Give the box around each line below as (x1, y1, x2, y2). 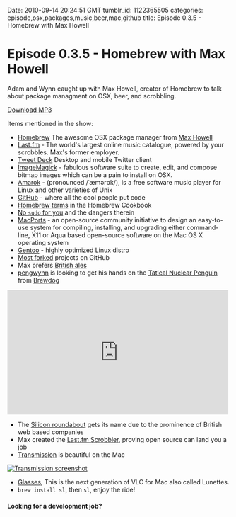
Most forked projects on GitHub (17, 253, 110, 261)
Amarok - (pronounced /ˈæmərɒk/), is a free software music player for (17, 178, 221, 186)
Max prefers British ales (17, 261, 87, 269)
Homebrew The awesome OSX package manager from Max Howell (17, 132, 213, 141)
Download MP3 (7, 106, 52, 114)
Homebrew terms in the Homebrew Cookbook (17, 200, 152, 209)
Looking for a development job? (7, 501, 102, 510)
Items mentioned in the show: (7, 119, 94, 127)
